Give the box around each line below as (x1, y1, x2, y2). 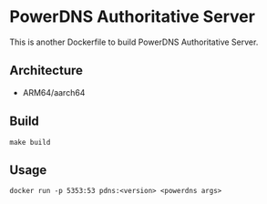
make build (9, 138, 51, 147)
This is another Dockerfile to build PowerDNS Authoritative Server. (9, 36, 259, 47)
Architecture (9, 63, 84, 78)
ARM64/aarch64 (22, 87, 86, 97)
